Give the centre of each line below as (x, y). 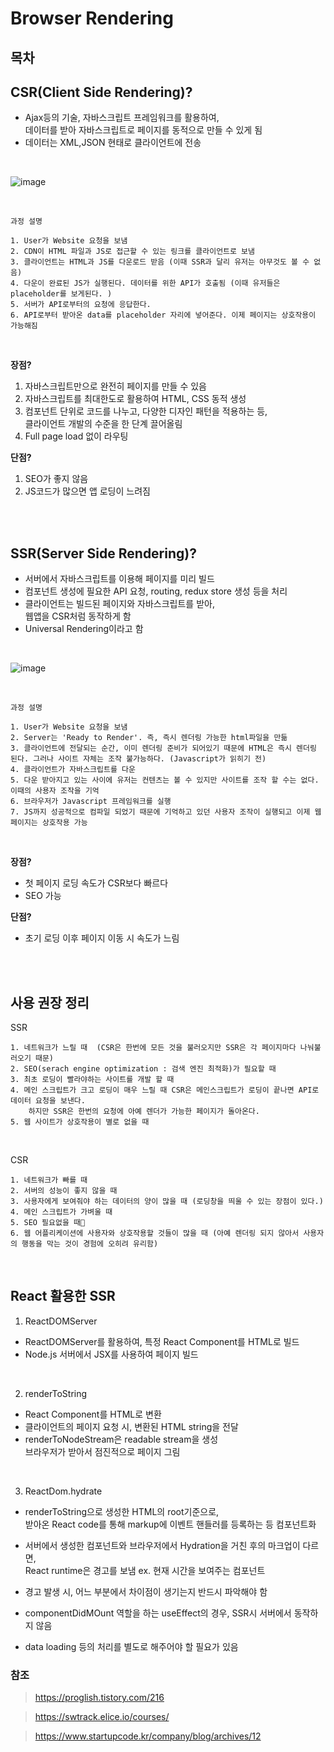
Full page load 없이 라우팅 (76, 436)
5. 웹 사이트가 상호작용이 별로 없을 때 (80, 1122)
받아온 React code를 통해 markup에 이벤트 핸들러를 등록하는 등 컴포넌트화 (170, 1524)
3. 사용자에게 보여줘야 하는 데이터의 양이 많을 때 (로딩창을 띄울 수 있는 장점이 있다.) (167, 1202)
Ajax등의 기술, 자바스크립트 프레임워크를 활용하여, (122, 118)
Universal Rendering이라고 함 (84, 629)
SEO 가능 (43, 896)
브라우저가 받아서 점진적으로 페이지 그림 (102, 1451)
